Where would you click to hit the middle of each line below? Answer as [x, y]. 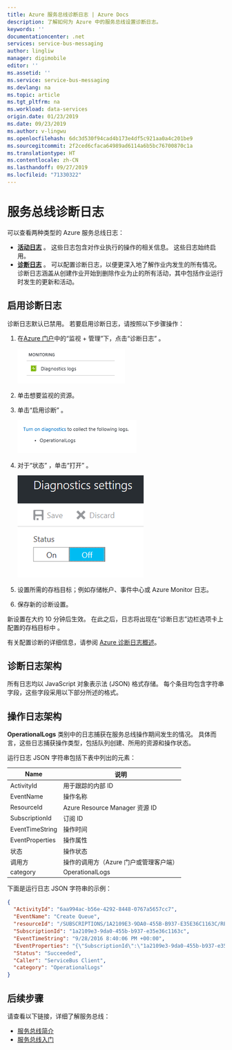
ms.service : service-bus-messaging [58, 80]
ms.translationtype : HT [41, 153]
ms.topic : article [33, 95]
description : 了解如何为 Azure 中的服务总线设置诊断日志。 [85, 22]
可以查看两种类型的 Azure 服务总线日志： [66, 232]
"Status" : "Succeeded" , [47, 953]
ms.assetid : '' [29, 73]
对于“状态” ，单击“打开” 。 [55, 465]
